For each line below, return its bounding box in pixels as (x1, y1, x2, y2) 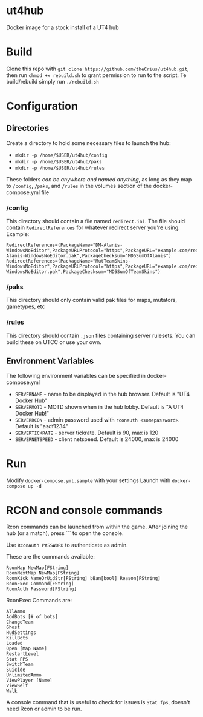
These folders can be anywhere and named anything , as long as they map (6, 175, 192, 183)
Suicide (6, 667, 26, 673)
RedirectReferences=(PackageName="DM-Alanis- (6, 242, 123, 249)
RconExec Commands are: (6, 597, 72, 604)
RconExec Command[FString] (6, 581, 74, 587)
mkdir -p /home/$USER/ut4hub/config (14, 152, 108, 158)
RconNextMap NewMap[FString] (6, 570, 80, 576)
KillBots (6, 635, 28, 641)
